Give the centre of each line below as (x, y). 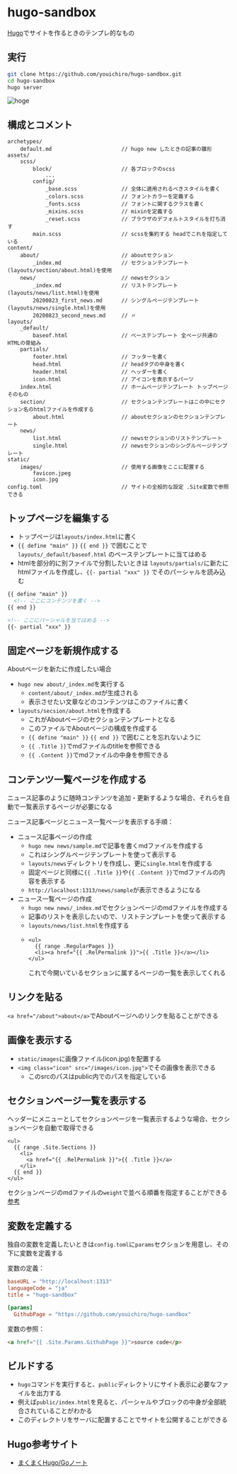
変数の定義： (26, 1268)
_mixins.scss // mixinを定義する (109, 212)
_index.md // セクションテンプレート (111, 263)
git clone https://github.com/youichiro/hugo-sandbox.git (94, 74)
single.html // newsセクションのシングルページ (122, 446)
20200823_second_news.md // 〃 (85, 316)
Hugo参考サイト (43, 1444)
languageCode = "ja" (38, 1288)
